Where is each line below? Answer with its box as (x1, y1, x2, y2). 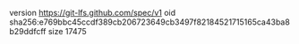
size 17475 (47, 26, 87, 36)
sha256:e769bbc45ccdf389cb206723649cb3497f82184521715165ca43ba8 (9, 17, 291, 27)
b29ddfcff (9, 26, 47, 36)
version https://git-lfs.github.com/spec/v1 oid (9, 8, 176, 18)
